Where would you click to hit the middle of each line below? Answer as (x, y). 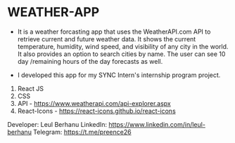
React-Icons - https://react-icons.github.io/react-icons (96, 111)
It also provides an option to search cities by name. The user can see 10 (121, 54)
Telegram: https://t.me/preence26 (82, 132)
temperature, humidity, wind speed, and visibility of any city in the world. (123, 46)
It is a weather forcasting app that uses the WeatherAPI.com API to (114, 32)
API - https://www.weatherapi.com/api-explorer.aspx (94, 103)
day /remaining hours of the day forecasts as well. (90, 61)
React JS (31, 88)
